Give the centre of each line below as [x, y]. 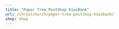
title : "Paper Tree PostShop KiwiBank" [47, 10]
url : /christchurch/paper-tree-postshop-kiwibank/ [60, 14]
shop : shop [17, 19]
